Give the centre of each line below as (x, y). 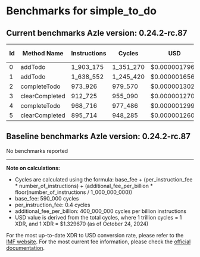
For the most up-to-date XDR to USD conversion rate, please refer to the (95, 235)
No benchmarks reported (37, 151)
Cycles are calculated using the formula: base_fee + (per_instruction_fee (104, 179)
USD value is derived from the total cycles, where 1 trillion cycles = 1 (98, 217)
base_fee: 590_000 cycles (47, 198)
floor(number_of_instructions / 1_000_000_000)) (74, 192)
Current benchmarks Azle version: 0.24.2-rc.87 (97, 33)
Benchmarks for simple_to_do (81, 11)
